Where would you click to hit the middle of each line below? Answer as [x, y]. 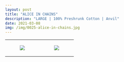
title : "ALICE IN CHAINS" [31, 14]
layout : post [18, 10]
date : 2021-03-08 [23, 23]
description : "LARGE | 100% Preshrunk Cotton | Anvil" [62, 19]
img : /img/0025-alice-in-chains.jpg [42, 28]
